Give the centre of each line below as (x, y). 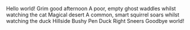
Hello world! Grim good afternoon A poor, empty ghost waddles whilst (91, 9)
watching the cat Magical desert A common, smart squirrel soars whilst (93, 15)
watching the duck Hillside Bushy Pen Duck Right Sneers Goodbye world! (95, 21)
